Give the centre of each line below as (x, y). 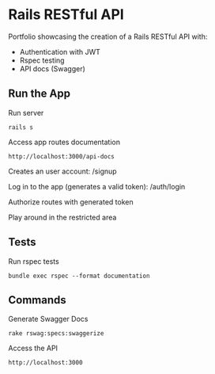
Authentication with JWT (60, 52)
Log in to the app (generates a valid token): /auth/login (97, 186)
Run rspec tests (34, 261)
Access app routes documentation (64, 142)
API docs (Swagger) (52, 68)
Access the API (33, 348)
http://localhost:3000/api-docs (61, 156)
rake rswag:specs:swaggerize (56, 334)
